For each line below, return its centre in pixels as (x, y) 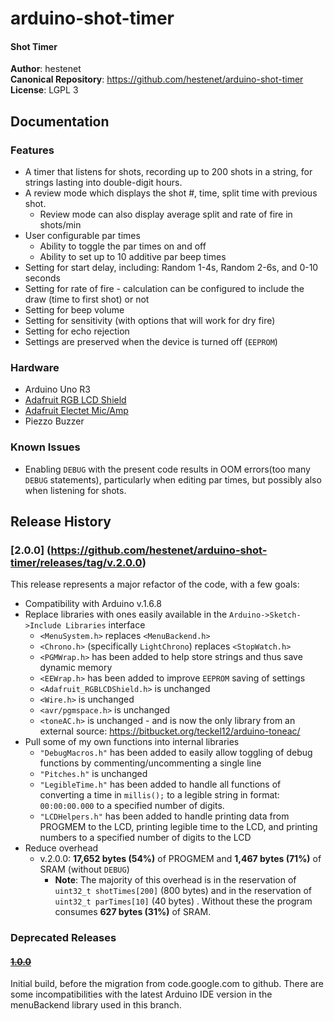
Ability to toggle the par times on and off (123, 246)
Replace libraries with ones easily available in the (126, 614)
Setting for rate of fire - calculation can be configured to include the (164, 289)
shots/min (60, 225)
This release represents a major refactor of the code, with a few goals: (155, 584)
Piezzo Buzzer (54, 421)
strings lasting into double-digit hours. (103, 183)
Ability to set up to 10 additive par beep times (133, 257)
